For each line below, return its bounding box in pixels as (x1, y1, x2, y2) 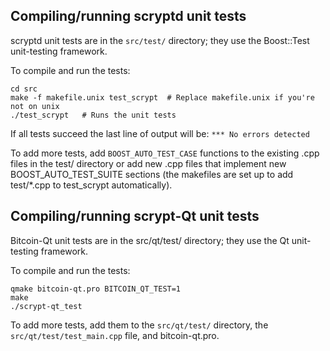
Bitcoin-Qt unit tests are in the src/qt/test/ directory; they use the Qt (10, 234, 290, 246)
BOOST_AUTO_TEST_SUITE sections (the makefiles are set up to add (10, 168, 294, 180)
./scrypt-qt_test (10, 301, 83, 311)
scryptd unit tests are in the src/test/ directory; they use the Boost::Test (10, 34, 310, 46)
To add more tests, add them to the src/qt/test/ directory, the (10, 319, 269, 331)
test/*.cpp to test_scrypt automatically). (10, 179, 173, 191)
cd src (10, 84, 38, 94)
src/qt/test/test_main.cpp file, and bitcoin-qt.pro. (10, 329, 220, 341)
